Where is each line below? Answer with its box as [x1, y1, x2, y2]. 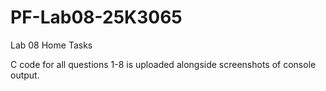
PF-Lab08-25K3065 [10, 6, 183, 29]
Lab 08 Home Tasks [10, 39, 93, 51]
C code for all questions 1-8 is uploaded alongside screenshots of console [10, 58, 317, 70]
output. [10, 69, 40, 81]
